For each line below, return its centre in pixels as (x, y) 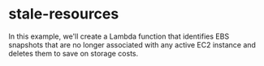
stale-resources (64, 14)
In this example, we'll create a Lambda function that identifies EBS (119, 36)
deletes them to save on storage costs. (74, 53)
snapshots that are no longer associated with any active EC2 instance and (132, 44)
